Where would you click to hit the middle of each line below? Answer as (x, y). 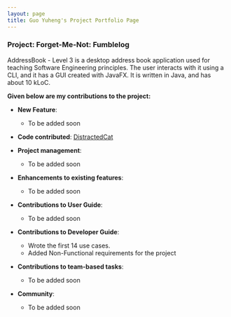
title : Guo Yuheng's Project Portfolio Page (73, 20)
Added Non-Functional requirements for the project (102, 252)
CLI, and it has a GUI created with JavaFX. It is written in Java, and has (109, 75)
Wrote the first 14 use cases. (69, 245)
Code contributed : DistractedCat (65, 137)
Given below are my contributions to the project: (79, 96)
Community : (36, 294)
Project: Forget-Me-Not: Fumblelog (68, 45)
